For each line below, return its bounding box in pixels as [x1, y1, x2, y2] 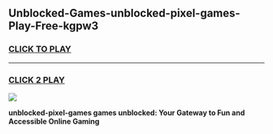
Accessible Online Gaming [8, 116, 100, 126]
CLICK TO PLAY [8, 44, 71, 55]
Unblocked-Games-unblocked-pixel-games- [8, 6, 241, 20]
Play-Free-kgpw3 [8, 19, 99, 33]
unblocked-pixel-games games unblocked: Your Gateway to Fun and [8, 107, 245, 117]
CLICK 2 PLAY [8, 74, 65, 85]
